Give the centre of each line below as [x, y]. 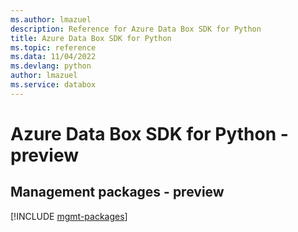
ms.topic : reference [53, 47]
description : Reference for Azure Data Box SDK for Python [136, 29]
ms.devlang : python [51, 66]
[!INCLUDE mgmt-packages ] [69, 216]
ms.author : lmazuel [51, 19]
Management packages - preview [117, 192]
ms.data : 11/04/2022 [53, 57]
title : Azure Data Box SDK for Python [91, 38]
